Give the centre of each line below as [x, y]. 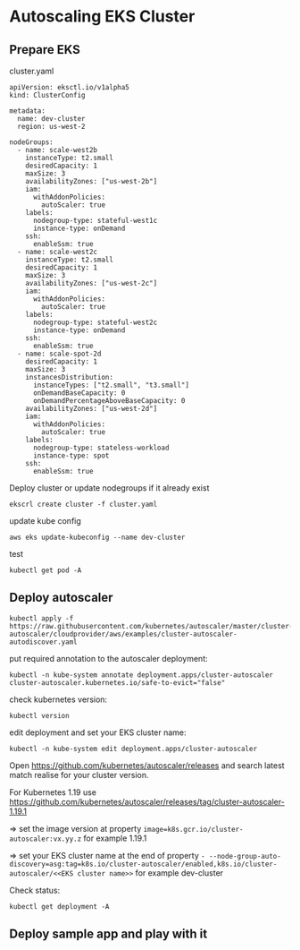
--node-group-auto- [245, 856]
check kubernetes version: [58, 699]
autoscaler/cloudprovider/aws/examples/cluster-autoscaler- [124, 634]
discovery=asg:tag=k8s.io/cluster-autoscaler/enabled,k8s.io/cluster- [143, 864]
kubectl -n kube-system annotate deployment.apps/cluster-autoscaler [142, 675]
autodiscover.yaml [43, 642]
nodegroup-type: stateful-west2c [95, 322]
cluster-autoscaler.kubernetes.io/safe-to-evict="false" [117, 682]
